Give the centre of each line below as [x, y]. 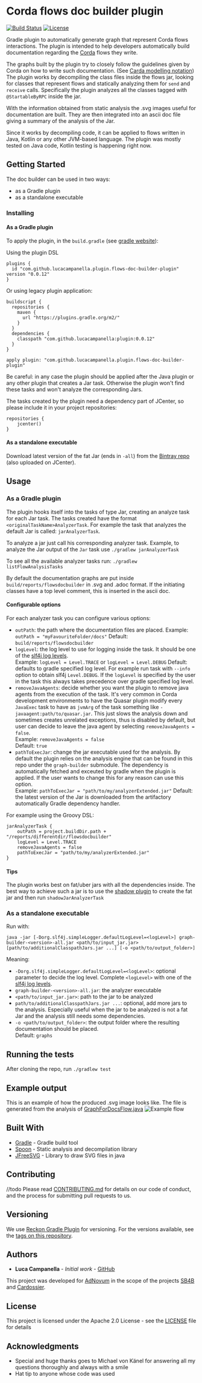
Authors [22, 1254]
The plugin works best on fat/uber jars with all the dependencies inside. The [101, 885]
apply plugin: [24, 360]
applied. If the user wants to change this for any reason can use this [99, 777]
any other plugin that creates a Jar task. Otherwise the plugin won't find [96, 383]
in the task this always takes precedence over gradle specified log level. [104, 681]
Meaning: [18, 960]
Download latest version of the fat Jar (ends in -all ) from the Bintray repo [98, 456]
